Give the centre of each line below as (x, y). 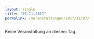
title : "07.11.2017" (26, 14)
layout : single (20, 9)
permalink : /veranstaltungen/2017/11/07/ (47, 18)
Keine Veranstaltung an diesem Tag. (41, 32)
